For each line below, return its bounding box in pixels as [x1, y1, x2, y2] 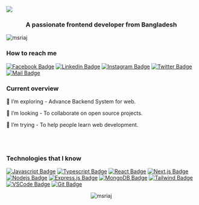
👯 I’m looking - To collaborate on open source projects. [6, 109, 143, 117]
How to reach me [6, 49, 57, 58]
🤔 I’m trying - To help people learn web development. [6, 121, 139, 128]
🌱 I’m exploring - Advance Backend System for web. [6, 97, 136, 105]
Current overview [6, 84, 59, 93]
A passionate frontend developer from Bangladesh [25, 20, 177, 29]
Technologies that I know [6, 154, 81, 162]
